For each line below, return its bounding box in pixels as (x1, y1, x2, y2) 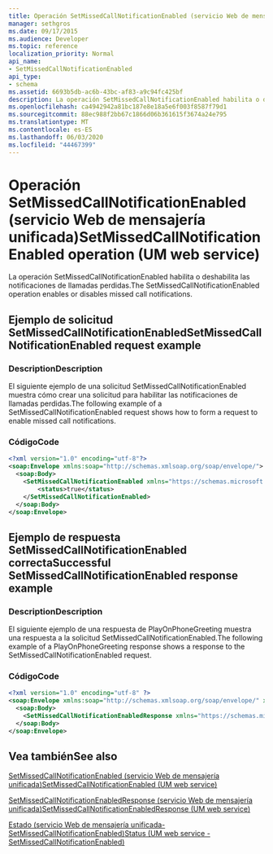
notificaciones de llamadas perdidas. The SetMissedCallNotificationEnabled (8, 280, 260, 290)
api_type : (8, 73, 42, 81)
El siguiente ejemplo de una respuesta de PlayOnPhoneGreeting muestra (8, 624, 252, 634)
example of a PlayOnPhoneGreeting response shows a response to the (8, 641, 245, 652)
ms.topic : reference (8, 42, 79, 51)
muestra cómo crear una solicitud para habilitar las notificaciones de (8, 390, 238, 400)
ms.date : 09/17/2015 (8, 27, 79, 35)
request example (114, 338, 201, 352)
